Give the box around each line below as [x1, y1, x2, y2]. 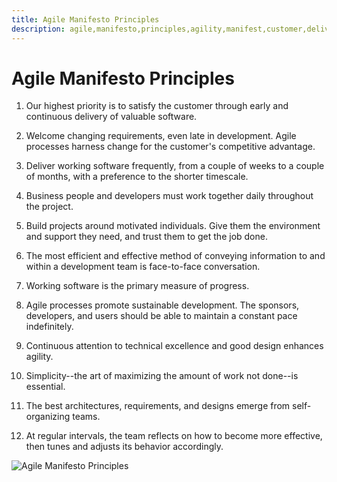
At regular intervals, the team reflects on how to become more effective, [25, 430, 323, 442]
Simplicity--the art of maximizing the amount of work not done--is [25, 370, 299, 382]
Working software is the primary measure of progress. [25, 280, 250, 292]
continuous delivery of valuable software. [25, 111, 198, 123]
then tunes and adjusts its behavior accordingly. [25, 441, 224, 453]
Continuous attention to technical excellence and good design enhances [25, 340, 324, 352]
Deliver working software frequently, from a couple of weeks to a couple [25, 160, 325, 172]
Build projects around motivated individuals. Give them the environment [25, 220, 321, 232]
